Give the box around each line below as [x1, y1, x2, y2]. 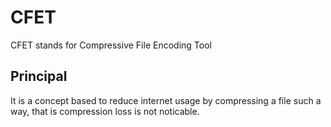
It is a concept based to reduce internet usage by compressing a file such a [10, 94, 322, 106]
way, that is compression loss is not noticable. [10, 105, 200, 117]
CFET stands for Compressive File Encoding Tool [10, 39, 212, 51]
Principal [10, 68, 68, 85]
